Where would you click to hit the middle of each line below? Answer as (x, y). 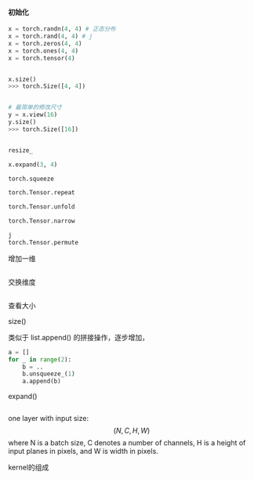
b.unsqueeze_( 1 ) (49, 374)
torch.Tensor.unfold (42, 207)
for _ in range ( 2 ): (40, 359)
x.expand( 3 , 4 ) (33, 165)
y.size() (22, 122)
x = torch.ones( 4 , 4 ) (44, 51)
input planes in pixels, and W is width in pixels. (83, 452)
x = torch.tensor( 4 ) (42, 58)
